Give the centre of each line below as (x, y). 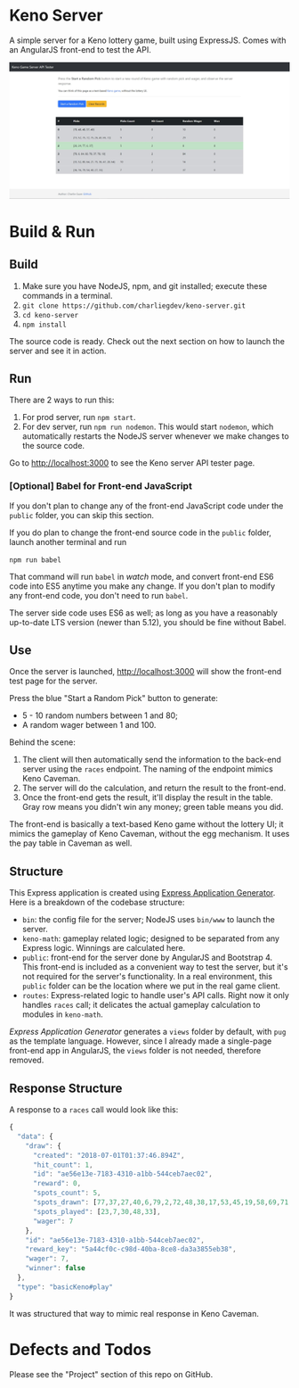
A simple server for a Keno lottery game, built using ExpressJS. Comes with (148, 40)
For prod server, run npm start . (79, 417)
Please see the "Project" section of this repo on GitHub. (111, 1374)
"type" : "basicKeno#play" (65, 1287)
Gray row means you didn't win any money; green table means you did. (153, 807)
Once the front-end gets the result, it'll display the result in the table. (147, 797)
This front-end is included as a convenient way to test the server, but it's (155, 967)
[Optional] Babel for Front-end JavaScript (101, 486)
